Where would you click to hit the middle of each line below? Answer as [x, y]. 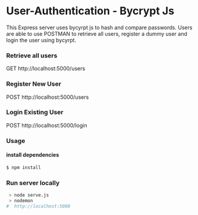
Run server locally [33, 183]
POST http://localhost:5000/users [48, 97]
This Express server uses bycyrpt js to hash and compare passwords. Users [99, 27]
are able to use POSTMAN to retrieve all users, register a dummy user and [97, 33]
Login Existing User [35, 113]
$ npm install [24, 167]
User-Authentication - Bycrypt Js [90, 11]
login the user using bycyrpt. [41, 40]
